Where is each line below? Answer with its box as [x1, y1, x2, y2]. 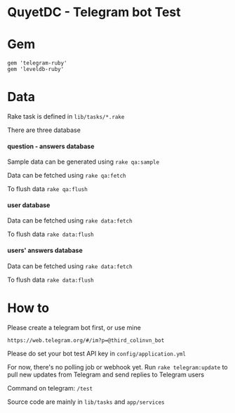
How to [7, 300, 50, 316]
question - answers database [7, 142, 95, 150]
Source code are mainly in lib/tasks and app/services [7, 398, 165, 406]
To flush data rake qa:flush [7, 185, 88, 193]
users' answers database [7, 247, 83, 255]
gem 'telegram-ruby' [7, 60, 68, 67]
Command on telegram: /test [7, 383, 93, 392]
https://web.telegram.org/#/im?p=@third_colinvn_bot [7, 336, 165, 344]
